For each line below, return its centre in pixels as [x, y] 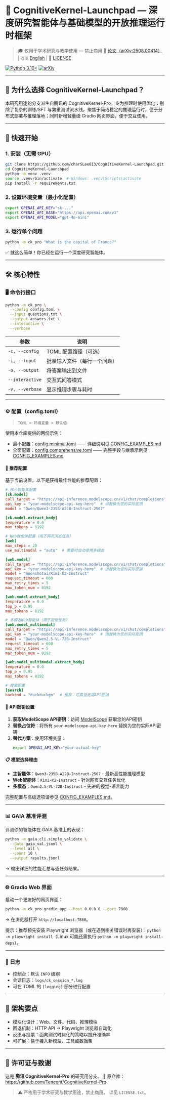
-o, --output [24, 370]
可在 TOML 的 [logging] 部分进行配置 [52, 987]
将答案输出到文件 [67, 370]
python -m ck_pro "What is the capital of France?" [61, 242]
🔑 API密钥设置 [20, 707]
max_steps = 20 [21, 546]
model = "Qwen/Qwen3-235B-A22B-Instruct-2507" [55, 509]
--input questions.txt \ [36, 314]
